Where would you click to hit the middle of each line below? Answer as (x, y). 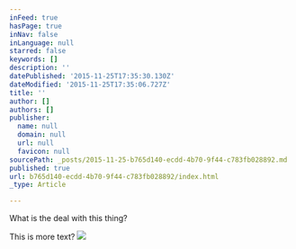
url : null (36, 143)
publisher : (30, 118)
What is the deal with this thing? (68, 218)
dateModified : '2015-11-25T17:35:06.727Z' (90, 84)
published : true (40, 168)
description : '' (40, 68)
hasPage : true (36, 26)
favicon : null (44, 151)
